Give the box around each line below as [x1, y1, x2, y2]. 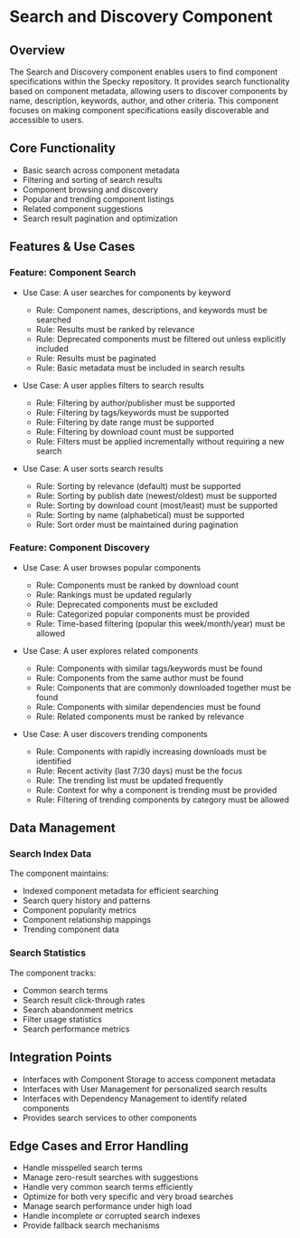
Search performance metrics [22, 1023, 130, 1034]
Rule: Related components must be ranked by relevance [35, 711, 245, 722]
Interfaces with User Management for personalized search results [22, 1083, 268, 1094]
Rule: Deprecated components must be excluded [35, 599, 219, 609]
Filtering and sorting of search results [22, 174, 163, 185]
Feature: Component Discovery [9, 542, 151, 554]
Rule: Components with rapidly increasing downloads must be [35, 745, 267, 757]
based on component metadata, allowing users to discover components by [9, 86, 288, 96]
